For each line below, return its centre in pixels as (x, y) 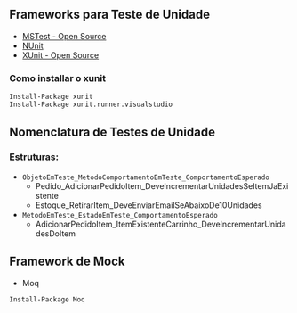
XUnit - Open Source (60, 55)
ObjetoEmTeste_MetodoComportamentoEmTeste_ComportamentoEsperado (145, 177)
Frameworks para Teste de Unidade (110, 15)
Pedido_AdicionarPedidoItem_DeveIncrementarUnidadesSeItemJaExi (162, 185)
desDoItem (56, 233)
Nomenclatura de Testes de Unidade (112, 132)
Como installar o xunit (58, 78)
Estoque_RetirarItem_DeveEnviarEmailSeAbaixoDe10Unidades (148, 205)
